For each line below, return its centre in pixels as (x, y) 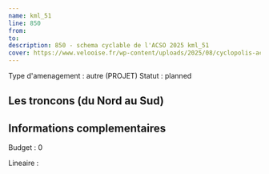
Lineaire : (24, 163)
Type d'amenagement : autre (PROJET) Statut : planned (100, 76)
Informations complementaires (87, 128)
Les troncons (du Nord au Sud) (86, 101)
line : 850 (25, 23)
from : (17, 30)
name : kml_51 (30, 16)
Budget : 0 (26, 148)
